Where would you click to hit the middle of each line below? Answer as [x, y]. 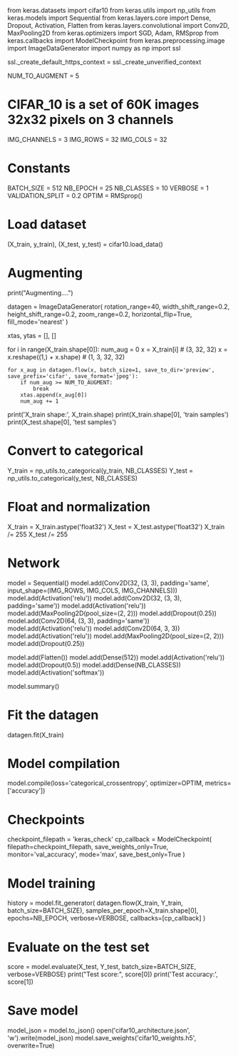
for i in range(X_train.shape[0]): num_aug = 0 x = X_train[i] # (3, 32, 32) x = [118, 349]
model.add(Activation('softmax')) [56, 672]
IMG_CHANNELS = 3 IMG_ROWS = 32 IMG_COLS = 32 [87, 139]
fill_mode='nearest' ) [38, 322]
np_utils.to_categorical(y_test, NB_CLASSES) [72, 478]
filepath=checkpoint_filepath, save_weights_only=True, [88, 847]
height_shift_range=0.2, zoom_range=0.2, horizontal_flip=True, [100, 314]
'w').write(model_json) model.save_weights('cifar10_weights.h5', [102, 1038]
